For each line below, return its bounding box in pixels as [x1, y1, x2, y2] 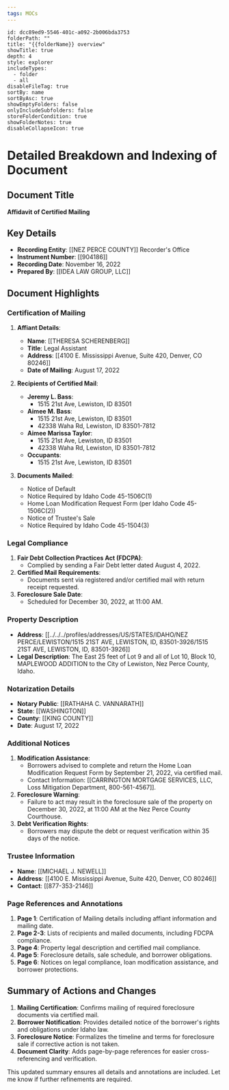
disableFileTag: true [7, 83, 69, 90]
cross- [191, 1047, 210, 1055]
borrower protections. [16, 965, 79, 973]
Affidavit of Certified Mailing [7, 207, 90, 216]
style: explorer [7, 59, 53, 66]
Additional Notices [7, 738, 70, 748]
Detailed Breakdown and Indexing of [7, 147, 217, 163]
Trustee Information [7, 851, 75, 861]
